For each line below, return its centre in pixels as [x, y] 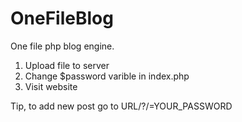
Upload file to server [67, 65]
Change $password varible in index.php [107, 76]
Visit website [51, 86]
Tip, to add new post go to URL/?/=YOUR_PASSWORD [121, 106]
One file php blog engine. [62, 46]
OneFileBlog [62, 18]
